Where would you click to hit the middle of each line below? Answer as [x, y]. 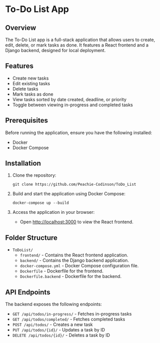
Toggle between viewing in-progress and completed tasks [72, 105]
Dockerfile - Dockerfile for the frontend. [62, 271]
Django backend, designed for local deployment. [55, 50]
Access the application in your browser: [53, 212]
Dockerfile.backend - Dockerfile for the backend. [71, 276]
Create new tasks [31, 78]
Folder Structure [31, 238]
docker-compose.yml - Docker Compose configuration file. [79, 266]
